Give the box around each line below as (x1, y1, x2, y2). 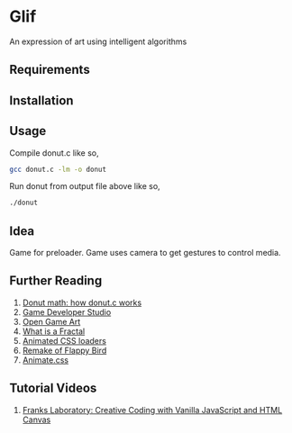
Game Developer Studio (22, 306, 112, 317)
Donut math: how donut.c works (22, 297, 142, 308)
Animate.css (22, 354, 69, 365)
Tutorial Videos (9, 381, 97, 396)
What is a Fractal (22, 326, 86, 337)
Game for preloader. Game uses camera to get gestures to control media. (9, 248, 281, 258)
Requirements (9, 62, 90, 77)
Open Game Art (22, 316, 81, 327)
